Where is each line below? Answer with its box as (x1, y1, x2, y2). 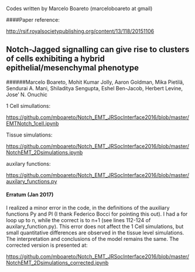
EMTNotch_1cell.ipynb (6, 120, 59, 127)
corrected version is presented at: (6, 242, 88, 249)
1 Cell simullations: (6, 102, 51, 109)
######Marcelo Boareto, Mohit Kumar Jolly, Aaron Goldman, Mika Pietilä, (6, 79, 184, 86)
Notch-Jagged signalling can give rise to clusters (6, 45, 190, 55)
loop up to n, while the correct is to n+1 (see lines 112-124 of (6, 217, 151, 224)
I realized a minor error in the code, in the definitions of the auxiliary (6, 205, 170, 212)
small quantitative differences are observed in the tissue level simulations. (6, 229, 184, 236)
